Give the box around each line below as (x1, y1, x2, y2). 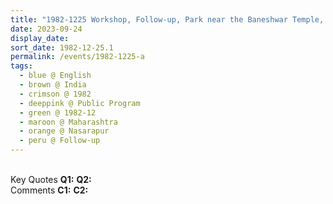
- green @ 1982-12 (19, 107, 97, 118)
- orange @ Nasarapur (19, 126, 110, 136)
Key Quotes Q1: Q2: (10, 174, 92, 185)
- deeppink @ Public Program (19, 98, 141, 108)
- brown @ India (19, 80, 87, 90)
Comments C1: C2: (10, 184, 89, 196)
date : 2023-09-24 (10, 24, 83, 34)
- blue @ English (19, 71, 92, 81)
